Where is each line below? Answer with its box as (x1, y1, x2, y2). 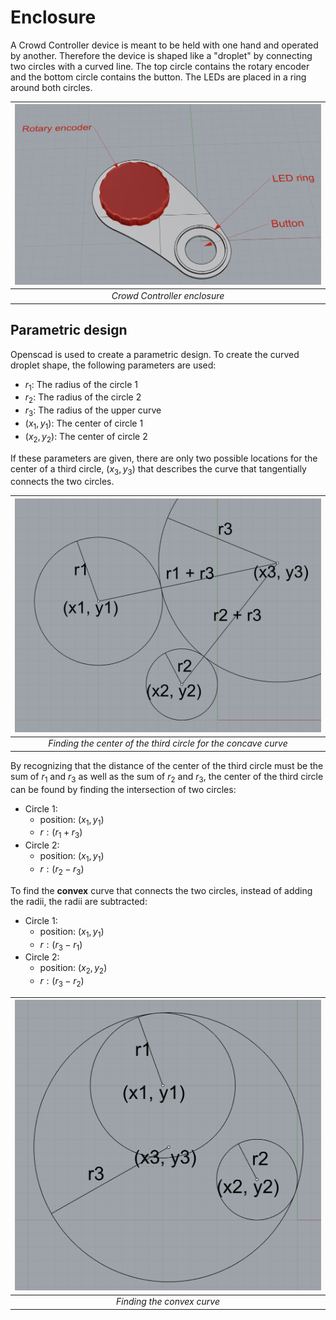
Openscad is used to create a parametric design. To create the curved (10, 348, 300, 360)
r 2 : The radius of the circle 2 (24, 391, 142, 406)
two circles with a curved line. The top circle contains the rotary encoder (10, 60, 310, 72)
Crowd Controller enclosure (111, 290, 225, 302)
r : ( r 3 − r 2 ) (39, 975, 85, 989)
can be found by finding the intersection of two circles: (10, 783, 237, 795)
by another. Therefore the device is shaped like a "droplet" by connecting (10, 49, 313, 61)
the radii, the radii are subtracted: (10, 895, 148, 907)
